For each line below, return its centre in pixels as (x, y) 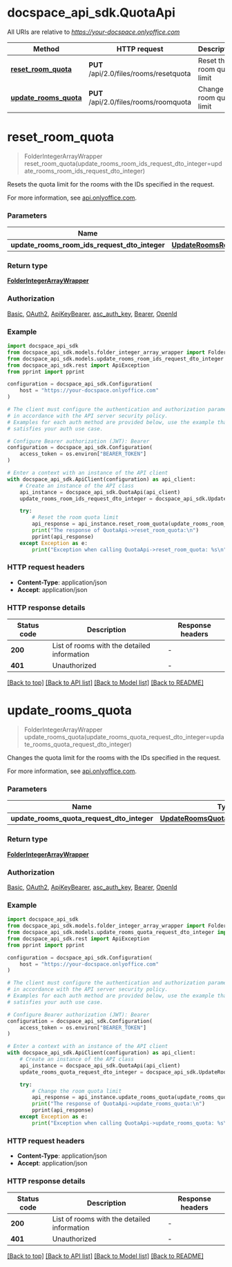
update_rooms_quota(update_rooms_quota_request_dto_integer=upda (124, 737)
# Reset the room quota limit (75, 517)
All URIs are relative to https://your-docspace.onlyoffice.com (94, 32)
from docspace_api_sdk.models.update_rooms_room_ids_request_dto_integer (116, 359)
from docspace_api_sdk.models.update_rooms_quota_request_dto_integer (111, 933)
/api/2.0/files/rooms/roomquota (140, 102)
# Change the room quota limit (77, 1091)
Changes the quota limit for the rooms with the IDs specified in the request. (114, 758)
